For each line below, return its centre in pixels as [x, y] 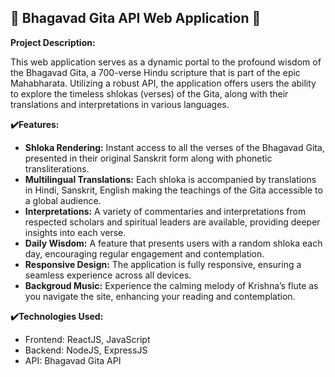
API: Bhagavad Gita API [73, 360]
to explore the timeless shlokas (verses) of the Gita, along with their [149, 93]
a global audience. [63, 200]
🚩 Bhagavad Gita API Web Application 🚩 [136, 18]
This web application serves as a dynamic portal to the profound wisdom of [166, 62]
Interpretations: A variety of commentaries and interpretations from [165, 211]
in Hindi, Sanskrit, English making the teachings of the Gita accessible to [173, 190]
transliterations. [57, 168]
